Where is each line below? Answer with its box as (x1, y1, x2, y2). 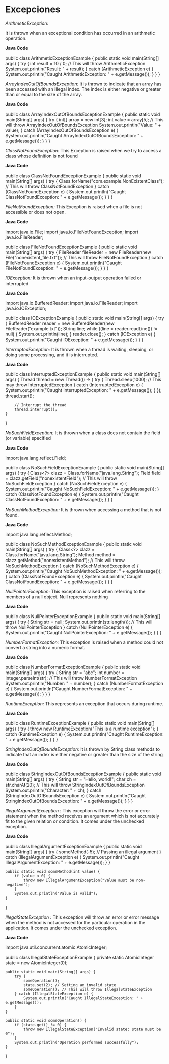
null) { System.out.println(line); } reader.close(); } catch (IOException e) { (5, 331, 156, 337)
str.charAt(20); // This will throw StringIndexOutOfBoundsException (5, 781, 145, 788)
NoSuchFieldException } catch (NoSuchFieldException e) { (5, 480, 127, 486)
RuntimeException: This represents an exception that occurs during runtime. (5, 700, 164, 707)
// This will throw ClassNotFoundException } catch (5, 183, 109, 189)
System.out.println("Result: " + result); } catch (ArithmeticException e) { (5, 66, 154, 72)
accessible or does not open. (5, 209, 66, 215)
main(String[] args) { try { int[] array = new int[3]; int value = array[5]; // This (5, 116, 164, 122)
